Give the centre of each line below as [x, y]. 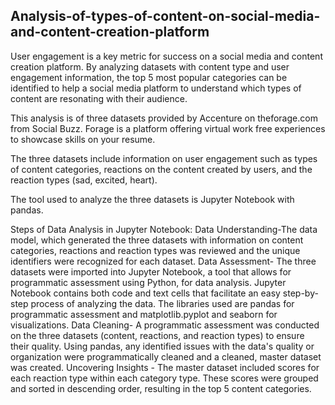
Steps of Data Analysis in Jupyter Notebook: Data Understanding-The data [164, 229]
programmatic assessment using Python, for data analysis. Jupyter [148, 282]
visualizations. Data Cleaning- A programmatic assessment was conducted [165, 325]
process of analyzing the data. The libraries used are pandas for [162, 303]
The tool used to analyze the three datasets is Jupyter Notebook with [152, 199]
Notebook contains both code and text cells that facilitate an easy [145, 293]
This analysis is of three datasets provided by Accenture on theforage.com [164, 118]
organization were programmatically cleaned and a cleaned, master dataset [166, 356]
